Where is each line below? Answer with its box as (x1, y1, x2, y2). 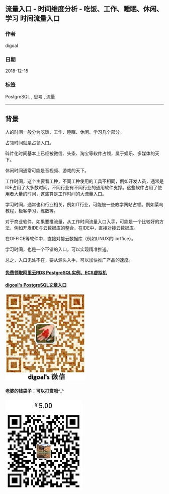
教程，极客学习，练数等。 (5, 208, 58, 214)
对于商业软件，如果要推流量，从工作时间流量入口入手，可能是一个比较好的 (5, 218, 159, 225)
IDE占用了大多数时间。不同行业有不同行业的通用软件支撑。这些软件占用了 (5, 185, 158, 191)
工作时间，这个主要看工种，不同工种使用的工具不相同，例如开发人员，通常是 (5, 178, 164, 184)
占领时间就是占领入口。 (5, 140, 54, 146)
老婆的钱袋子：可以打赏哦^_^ (5, 388, 64, 394)
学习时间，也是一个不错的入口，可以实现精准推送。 (5, 246, 111, 252)
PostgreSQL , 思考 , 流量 (5, 94, 55, 100)
